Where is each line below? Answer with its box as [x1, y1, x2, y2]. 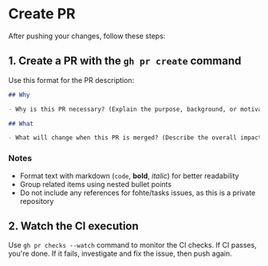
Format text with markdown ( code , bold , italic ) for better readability [19, 170, 239, 180]
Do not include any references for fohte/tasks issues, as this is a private [19, 188, 256, 198]
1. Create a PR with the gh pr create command [8, 54, 242, 68]
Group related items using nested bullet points [19, 179, 172, 189]
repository [19, 196, 54, 205]
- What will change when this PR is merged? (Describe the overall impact [8, 134, 262, 142]
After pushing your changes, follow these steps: [8, 31, 166, 41]
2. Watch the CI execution [8, 219, 140, 233]
